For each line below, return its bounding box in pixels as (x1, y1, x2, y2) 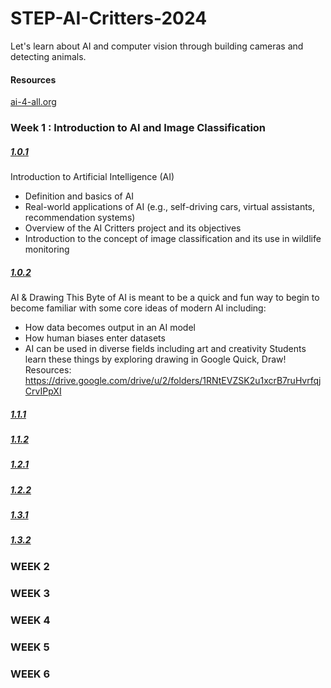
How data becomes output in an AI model (24, 322, 196, 333)
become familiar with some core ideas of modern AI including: (10, 302, 267, 314)
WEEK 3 (10, 586, 51, 600)
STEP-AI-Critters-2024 (10, 7, 208, 30)
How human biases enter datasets (24, 332, 166, 344)
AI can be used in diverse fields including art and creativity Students (24, 343, 307, 354)
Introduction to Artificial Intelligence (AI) (10, 171, 175, 183)
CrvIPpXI (24, 385, 62, 397)
